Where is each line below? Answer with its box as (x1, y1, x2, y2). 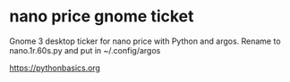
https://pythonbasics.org (9, 62, 101, 73)
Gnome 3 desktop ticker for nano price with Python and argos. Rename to (9, 36, 281, 46)
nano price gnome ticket (9, 6, 194, 27)
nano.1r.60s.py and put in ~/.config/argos (9, 45, 161, 55)
